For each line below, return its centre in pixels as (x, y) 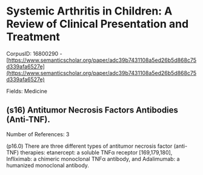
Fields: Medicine (27, 91)
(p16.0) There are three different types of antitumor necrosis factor (89, 146)
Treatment (33, 37)
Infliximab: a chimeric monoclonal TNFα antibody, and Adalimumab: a (93, 159)
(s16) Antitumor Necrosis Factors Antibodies (92, 110)
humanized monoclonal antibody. (48, 165)
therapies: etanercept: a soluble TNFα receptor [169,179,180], (96, 152)
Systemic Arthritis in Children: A (89, 11)
